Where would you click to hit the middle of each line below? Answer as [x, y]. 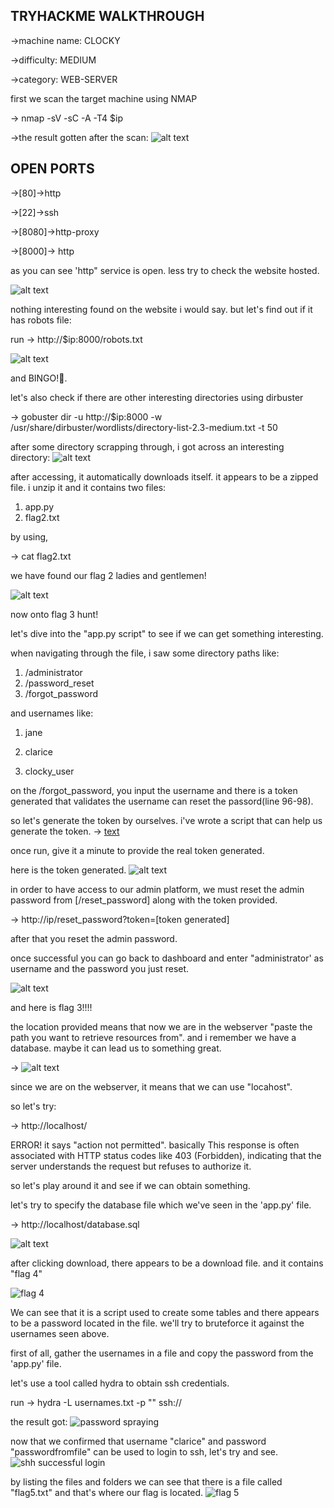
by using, [29, 536]
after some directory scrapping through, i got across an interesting [147, 446]
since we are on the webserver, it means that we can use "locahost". [151, 1086]
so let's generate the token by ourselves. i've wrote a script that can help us [166, 820]
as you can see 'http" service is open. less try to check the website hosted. [165, 270]
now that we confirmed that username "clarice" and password [138, 1441]
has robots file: [41, 320]
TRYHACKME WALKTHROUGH [107, 16]
